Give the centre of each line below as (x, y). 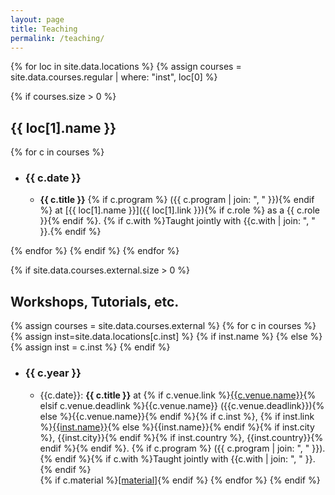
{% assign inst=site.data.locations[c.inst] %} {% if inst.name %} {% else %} (166, 337)
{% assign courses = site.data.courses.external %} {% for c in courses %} (163, 326)
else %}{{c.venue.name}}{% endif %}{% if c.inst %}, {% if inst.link (177, 416)
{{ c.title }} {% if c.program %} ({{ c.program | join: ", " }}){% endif (177, 200)
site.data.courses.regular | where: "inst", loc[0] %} (114, 77)
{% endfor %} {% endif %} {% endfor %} (95, 251)
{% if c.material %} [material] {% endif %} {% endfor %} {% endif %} (180, 480)
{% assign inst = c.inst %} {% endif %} (90, 347)
